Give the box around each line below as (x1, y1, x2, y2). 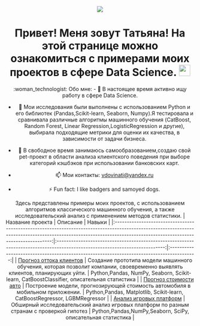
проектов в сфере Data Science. (10, 66, 177, 80)
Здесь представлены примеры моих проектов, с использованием (15, 199, 185, 206)
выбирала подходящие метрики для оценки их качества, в (29, 129, 180, 136)
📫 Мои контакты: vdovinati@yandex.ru (55, 171, 154, 178)
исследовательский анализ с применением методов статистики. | (15, 212, 185, 219)
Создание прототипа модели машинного (87, 257, 193, 264)
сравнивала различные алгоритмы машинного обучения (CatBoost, (17, 116, 192, 123)
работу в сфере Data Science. (62, 92, 138, 99)
